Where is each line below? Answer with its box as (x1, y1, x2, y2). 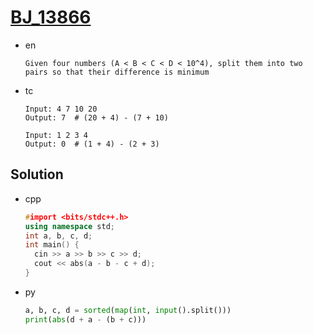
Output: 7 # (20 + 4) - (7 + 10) (24, 112, 169, 123)
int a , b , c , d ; (24, 231, 93, 241)
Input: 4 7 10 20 (24, 104, 98, 114)
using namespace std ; (24, 221, 116, 231)
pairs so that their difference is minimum (24, 67, 210, 77)
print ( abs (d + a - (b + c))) (24, 314, 147, 325)
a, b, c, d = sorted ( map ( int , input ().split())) (24, 305, 232, 315)
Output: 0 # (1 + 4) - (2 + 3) (24, 139, 160, 149)
